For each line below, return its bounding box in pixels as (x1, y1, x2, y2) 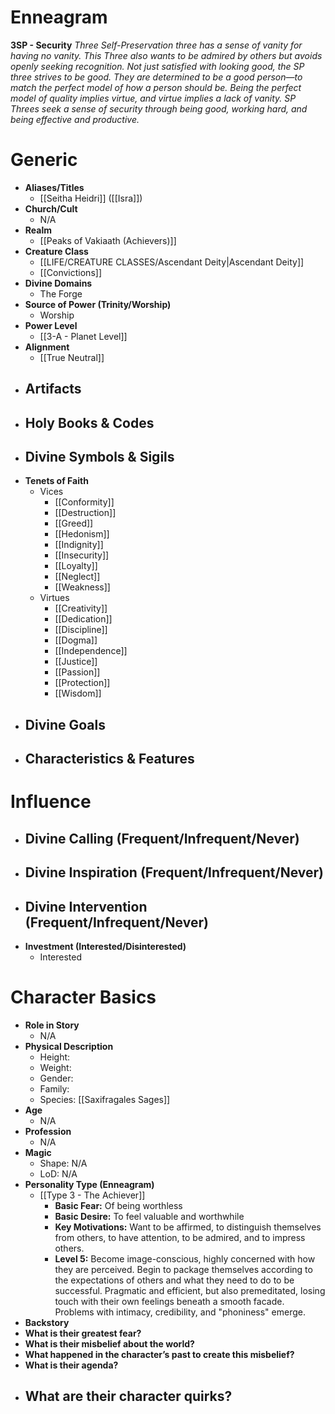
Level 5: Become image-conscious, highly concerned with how (54, 1252, 316, 1265)
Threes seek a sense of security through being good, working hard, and (10, 102, 308, 115)
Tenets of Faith (24, 475, 89, 487)
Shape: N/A (39, 1157, 88, 1169)
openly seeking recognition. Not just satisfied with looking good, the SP (10, 60, 305, 72)
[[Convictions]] (39, 266, 102, 278)
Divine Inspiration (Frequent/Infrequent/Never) (24, 864, 324, 881)
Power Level (24, 319, 78, 331)
